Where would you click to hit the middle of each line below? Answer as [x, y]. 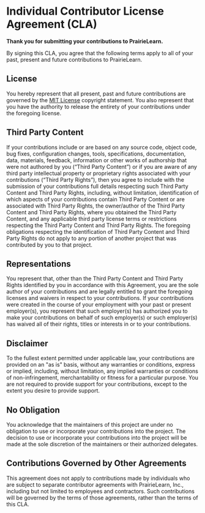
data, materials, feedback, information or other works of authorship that [97, 160]
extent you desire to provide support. [53, 391]
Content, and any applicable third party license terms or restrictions [92, 219]
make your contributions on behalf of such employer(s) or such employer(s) [102, 318]
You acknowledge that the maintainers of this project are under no [90, 425]
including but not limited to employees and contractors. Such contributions [100, 491]
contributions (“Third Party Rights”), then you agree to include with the [95, 179]
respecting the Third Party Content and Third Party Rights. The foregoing [99, 225]
